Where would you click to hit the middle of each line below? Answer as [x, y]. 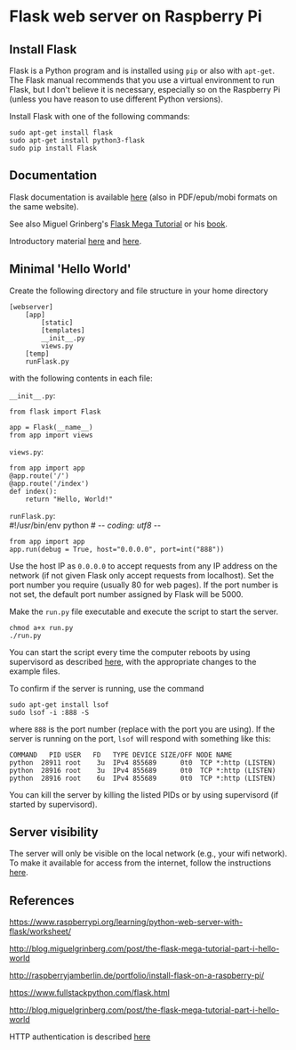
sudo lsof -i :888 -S [49, 712]
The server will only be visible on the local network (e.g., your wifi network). [148, 854]
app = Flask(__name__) [51, 427]
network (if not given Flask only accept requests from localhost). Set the [141, 575]
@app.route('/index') [49, 483]
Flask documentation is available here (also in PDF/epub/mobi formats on [144, 197]
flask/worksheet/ [40, 931]
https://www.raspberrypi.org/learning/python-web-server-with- [126, 922]
